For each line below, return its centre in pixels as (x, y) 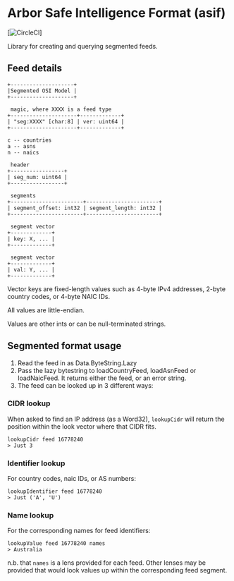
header (20, 165)
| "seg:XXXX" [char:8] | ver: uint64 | (66, 121)
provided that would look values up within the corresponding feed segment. (117, 570)
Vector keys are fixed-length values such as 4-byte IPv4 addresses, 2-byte (117, 289)
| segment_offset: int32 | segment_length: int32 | (85, 208)
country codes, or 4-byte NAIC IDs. (59, 296)
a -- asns (22, 146)
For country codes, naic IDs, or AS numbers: (72, 479)
